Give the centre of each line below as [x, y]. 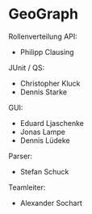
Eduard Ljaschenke [52, 123]
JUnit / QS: [27, 67]
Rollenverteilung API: [43, 36]
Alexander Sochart [51, 203]
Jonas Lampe [43, 132]
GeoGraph [44, 14]
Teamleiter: [27, 187]
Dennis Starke [43, 92]
